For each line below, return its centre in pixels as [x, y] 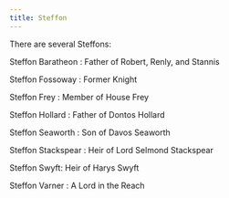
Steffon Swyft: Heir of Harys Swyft [74, 167]
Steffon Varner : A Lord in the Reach [77, 185]
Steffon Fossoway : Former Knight [73, 79]
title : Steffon [38, 18]
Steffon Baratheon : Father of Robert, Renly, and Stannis [115, 61]
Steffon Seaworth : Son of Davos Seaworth [90, 132]
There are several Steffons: [61, 44]
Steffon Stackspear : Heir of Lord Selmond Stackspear [112, 150]
